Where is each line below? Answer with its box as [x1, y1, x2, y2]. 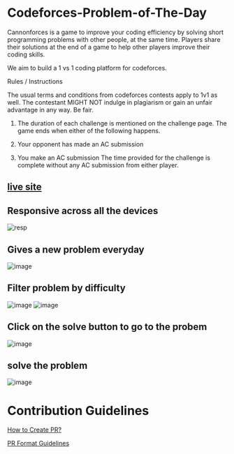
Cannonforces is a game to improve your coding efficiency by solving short [7, 28, 224, 36]
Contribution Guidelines [7, 402, 149, 418]
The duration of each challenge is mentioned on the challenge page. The [17, 119, 227, 127]
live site [7, 181, 42, 193]
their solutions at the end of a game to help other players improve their [7, 43, 210, 51]
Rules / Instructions [7, 77, 63, 85]
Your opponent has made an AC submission [17, 139, 144, 148]
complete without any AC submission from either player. [17, 160, 180, 169]
